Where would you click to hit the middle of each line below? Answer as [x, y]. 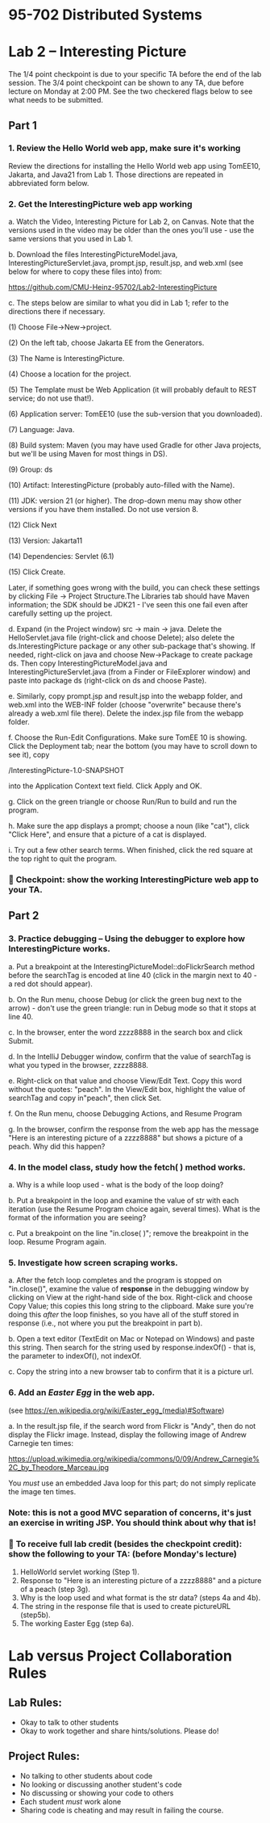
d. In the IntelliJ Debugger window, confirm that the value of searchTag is [130, 1056]
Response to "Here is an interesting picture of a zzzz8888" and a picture [141, 1580]
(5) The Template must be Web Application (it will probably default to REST [133, 390]
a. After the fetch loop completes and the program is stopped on [115, 1280]
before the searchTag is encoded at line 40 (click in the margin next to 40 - [133, 975]
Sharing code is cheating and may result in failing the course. [122, 1810]
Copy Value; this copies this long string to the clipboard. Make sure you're [131, 1306]
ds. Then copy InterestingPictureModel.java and [88, 663]
